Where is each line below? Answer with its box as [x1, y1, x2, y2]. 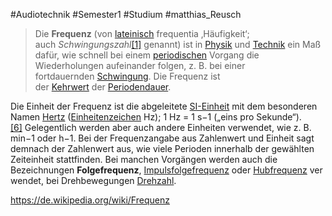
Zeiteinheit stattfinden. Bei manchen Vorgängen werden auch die [10, 154, 278, 165]
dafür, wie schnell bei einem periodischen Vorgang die [34, 49, 260, 61]
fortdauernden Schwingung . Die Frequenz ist [34, 70, 221, 82]
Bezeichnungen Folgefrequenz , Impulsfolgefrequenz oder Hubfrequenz [10, 164, 308, 176]
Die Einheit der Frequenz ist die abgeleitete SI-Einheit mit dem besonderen [10, 100, 318, 112]
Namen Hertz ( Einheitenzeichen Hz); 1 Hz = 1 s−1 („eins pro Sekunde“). [10, 111, 302, 123]
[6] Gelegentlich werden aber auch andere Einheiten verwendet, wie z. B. [10, 122, 312, 133]
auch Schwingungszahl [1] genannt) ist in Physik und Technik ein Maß [34, 39, 322, 50]
